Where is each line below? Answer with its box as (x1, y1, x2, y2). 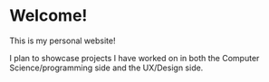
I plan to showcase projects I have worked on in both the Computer (9, 52, 260, 63)
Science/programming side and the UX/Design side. (9, 62, 204, 73)
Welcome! (9, 5, 88, 26)
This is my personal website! (9, 35, 116, 46)
